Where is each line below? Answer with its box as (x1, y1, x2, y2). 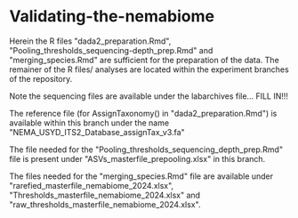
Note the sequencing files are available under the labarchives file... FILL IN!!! (9, 91, 289, 101)
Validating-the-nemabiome (9, 6, 215, 27)
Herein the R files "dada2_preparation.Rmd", (9, 36, 172, 46)
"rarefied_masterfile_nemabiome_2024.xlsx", (9, 180, 174, 190)
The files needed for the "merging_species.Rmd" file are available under (9, 171, 274, 182)
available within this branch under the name (9, 117, 170, 128)
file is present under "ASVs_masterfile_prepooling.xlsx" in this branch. (9, 153, 266, 164)
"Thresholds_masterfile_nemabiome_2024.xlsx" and (9, 190, 201, 200)
